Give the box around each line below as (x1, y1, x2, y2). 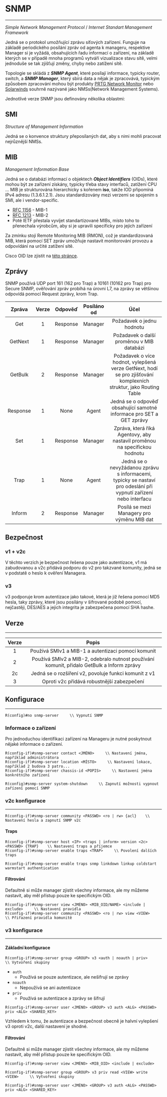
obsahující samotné (111, 404, 158, 411)
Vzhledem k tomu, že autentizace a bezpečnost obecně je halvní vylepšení (5, 1018, 158, 1024)
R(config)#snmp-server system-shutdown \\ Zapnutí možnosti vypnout (5, 781, 159, 787)
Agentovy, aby (117, 431, 152, 438)
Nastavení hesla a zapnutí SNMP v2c (5, 818, 81, 823)
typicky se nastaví (113, 477, 156, 484)
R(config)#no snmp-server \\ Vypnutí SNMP (5, 713, 103, 718)
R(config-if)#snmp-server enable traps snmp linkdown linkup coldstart (5, 861, 157, 866)
